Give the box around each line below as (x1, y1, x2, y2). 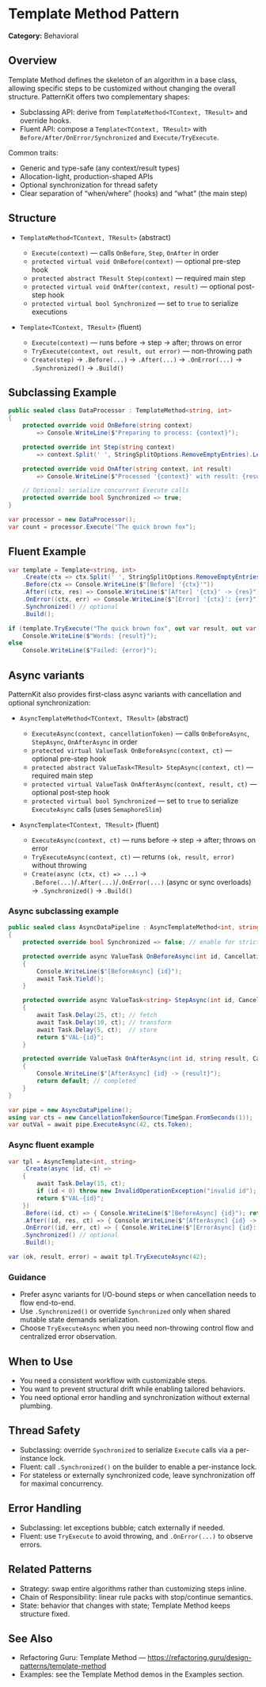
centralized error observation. (19, 1332, 117, 1341)
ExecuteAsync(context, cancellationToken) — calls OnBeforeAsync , (31, 729, 250, 738)
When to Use (8, 1355, 74, 1368)
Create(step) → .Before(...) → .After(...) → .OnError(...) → (31, 354, 243, 364)
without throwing (31, 861, 87, 870)
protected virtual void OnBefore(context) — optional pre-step (31, 256, 241, 266)
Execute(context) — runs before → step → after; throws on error (31, 338, 242, 347)
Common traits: (8, 147, 59, 157)
